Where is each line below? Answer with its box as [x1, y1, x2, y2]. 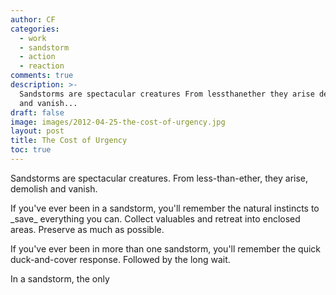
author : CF [10, 14, 56, 25]
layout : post [10, 126, 65, 136]
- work [19, 33, 47, 43]
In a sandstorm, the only [10, 272, 110, 285]
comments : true [10, 71, 74, 81]
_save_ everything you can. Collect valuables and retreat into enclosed [10, 212, 301, 225]
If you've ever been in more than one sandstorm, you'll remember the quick [10, 242, 322, 255]
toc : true [10, 145, 52, 155]
